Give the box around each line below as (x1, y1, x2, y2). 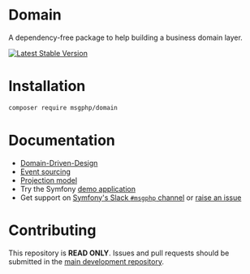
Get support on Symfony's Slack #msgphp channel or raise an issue (19, 193, 242, 202)
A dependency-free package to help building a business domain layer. (8, 33, 244, 42)
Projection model (19, 175, 78, 185)
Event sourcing (19, 167, 71, 176)
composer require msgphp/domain (8, 103, 118, 111)
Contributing (8, 221, 97, 239)
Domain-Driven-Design (19, 158, 98, 167)
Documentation (8, 131, 116, 150)
